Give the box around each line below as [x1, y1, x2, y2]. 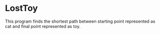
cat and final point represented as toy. [5, 23, 81, 29]
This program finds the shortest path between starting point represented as [5, 18, 156, 24]
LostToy [5, 3, 38, 14]
